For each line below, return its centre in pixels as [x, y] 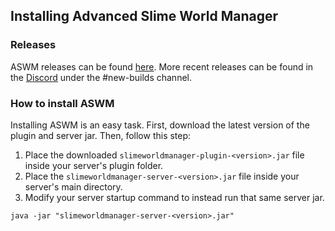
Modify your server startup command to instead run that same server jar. [174, 197]
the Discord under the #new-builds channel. [101, 77]
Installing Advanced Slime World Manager [144, 16]
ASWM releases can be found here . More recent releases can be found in [162, 66]
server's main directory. [73, 186]
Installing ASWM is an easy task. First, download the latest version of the [160, 125]
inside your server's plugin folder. [94, 165]
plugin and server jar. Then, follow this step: [101, 135]
